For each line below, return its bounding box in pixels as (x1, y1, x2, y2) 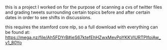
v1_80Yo (5, 40, 22, 46)
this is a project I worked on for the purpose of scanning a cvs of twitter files (5, 4, 163, 10)
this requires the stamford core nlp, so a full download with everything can (5, 24, 158, 30)
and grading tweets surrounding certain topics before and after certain (5, 9, 151, 15)
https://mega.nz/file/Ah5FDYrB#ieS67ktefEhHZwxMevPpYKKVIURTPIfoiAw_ (5, 34, 161, 40)
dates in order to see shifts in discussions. (5, 15, 92, 20)
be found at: (5, 29, 30, 35)
